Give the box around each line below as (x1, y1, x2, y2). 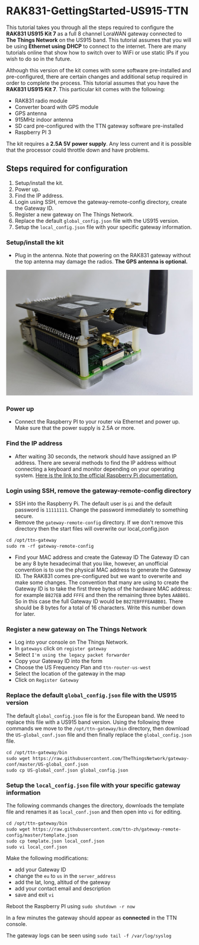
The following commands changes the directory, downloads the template (6, 802, 185, 809)
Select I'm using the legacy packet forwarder (14, 651, 130, 659)
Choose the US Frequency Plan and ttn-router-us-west (14, 664, 151, 671)
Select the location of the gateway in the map (14, 670, 126, 677)
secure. (14, 513, 34, 520)
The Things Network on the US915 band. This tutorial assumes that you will (6, 36, 191, 43)
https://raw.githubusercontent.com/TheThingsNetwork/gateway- (32, 755, 190, 761)
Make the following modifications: (6, 854, 89, 861)
